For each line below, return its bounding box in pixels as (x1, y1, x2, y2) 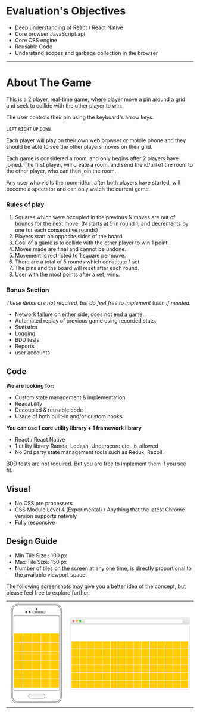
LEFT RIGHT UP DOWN (6, 126, 51, 132)
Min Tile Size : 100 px (14, 551, 67, 559)
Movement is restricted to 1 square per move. (14, 252, 126, 259)
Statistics (14, 324, 38, 331)
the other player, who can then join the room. (6, 167, 117, 174)
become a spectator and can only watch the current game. (6, 185, 151, 192)
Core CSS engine (14, 36, 58, 44)
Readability (14, 400, 43, 407)
